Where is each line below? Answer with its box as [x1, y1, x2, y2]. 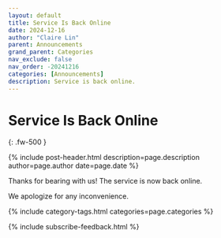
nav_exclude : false [8, 56, 73, 64]
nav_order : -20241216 [8, 63, 80, 71]
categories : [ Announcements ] [8, 70, 104, 78]
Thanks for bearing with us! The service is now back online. [8, 177, 203, 186]
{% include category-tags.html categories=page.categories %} [8, 206, 214, 217]
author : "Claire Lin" [8, 33, 80, 42]
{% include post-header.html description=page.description [8, 153, 200, 162]
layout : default [8, 11, 62, 20]
